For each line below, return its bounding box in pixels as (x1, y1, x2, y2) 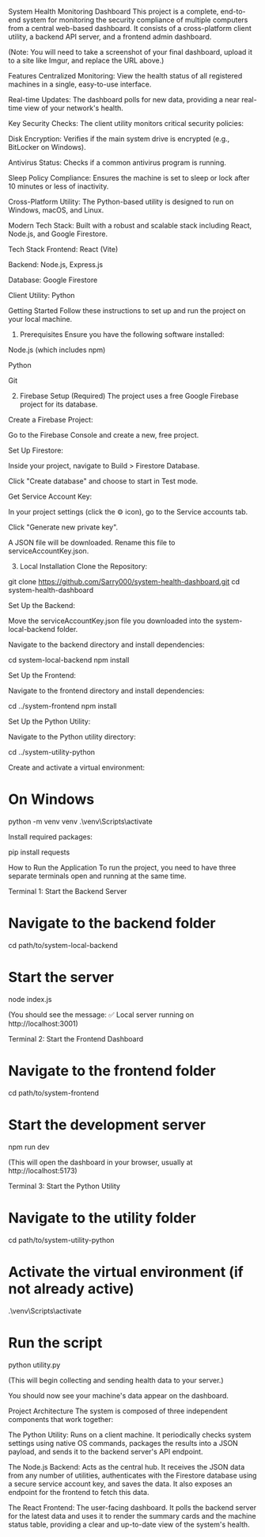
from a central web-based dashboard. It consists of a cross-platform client (8, 24, 252, 32)
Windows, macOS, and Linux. (8, 205, 104, 215)
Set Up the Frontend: (8, 671, 77, 680)
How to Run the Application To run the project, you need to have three (8, 862, 237, 872)
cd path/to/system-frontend (8, 1088, 100, 1097)
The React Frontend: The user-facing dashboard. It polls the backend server (8, 1502, 257, 1512)
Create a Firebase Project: (8, 415, 93, 424)
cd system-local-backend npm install (8, 656, 130, 664)
